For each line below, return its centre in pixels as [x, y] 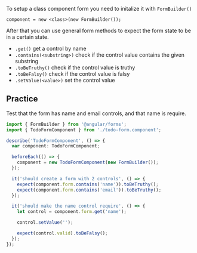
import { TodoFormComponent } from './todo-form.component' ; [84, 130]
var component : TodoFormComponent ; [56, 146]
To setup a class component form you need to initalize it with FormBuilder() [99, 9]
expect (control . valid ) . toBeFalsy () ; [63, 233]
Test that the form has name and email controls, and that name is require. [96, 113]
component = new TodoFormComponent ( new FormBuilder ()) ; [88, 163]
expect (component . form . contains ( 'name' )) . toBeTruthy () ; [88, 184]
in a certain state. [27, 37]
